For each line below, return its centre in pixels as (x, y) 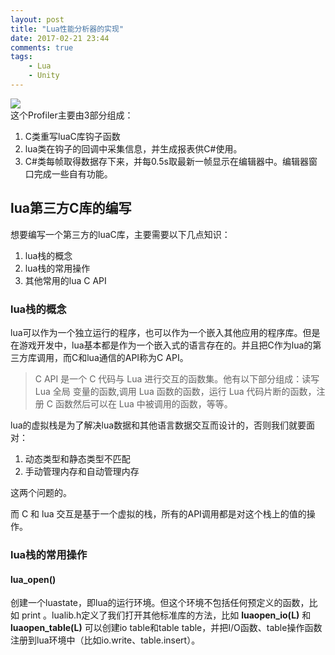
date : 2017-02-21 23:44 (60, 38)
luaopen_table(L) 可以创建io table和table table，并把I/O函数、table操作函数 (166, 628)
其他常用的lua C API (65, 280)
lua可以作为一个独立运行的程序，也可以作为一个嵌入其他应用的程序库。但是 (165, 332)
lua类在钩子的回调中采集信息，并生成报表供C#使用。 (133, 148)
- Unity (44, 76)
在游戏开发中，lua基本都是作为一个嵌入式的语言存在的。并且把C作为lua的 (161, 345)
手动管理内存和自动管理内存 (82, 471)
